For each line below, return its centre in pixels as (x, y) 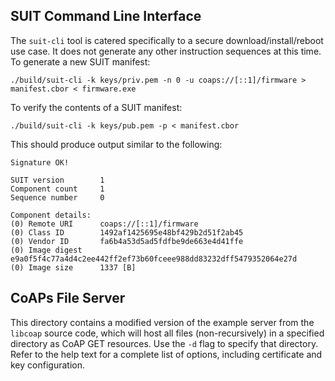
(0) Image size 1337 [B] (73, 267)
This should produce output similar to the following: (116, 144)
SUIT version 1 (57, 180)
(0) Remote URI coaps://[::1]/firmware (104, 224)
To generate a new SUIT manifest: (80, 61)
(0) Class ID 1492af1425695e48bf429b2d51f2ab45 (127, 232)
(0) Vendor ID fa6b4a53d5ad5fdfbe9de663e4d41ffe (127, 241)
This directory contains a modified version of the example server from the (162, 322)
